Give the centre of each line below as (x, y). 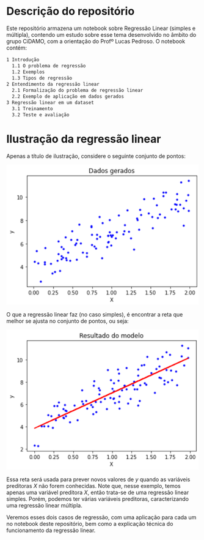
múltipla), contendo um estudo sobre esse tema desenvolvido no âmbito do (101, 34)
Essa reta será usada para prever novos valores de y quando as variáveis (98, 479)
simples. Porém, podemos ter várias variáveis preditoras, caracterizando (98, 499)
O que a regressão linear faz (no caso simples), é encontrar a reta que (95, 314)
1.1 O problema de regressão (49, 66)
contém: (17, 48)
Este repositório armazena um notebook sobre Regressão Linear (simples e (101, 28)
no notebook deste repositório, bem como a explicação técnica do (90, 523)
